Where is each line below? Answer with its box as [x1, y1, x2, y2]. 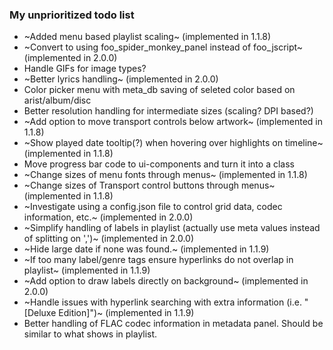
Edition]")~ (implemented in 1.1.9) [58, 307, 195, 319]
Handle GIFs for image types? [23, 63, 147, 75]
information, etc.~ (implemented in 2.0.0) [23, 211, 194, 223]
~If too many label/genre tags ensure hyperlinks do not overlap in [23, 254, 294, 266]
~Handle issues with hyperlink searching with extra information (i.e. [23, 296, 302, 308]
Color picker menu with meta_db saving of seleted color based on [23, 84, 296, 96]
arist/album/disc [23, 94, 92, 107]
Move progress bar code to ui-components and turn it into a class [23, 158, 295, 170]
